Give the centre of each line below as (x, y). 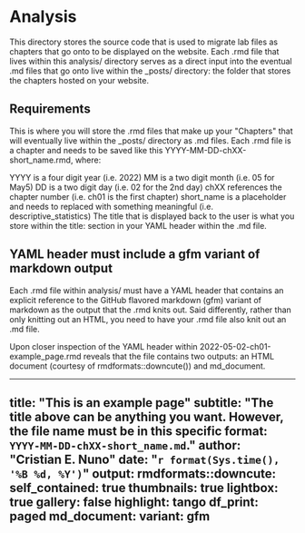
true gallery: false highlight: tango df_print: (134, 502)
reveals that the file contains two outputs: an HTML (179, 356)
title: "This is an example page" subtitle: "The (142, 403)
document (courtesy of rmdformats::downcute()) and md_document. (138, 366)
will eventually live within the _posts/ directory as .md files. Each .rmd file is (151, 140)
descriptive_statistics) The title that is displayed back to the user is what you (152, 216)
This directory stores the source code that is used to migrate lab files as (144, 42)
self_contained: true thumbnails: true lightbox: (144, 488)
